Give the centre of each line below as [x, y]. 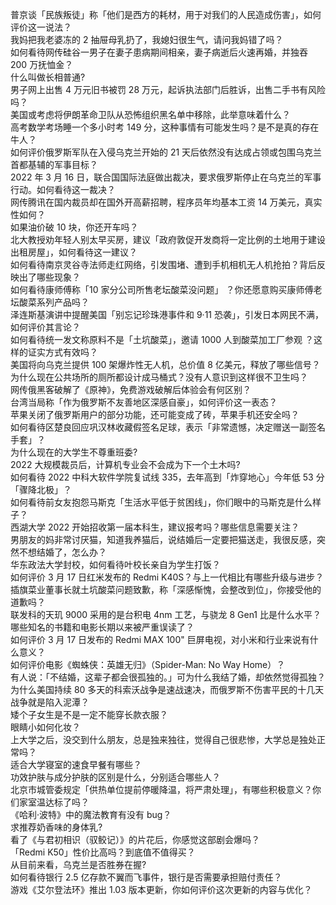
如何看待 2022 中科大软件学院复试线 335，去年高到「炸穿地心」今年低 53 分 [167, 477]
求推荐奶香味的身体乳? [56, 827]
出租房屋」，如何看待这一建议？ [74, 252]
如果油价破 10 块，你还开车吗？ [74, 227]
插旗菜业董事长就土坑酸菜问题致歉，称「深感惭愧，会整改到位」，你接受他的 [166, 589]
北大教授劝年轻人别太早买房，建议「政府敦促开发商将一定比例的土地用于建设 [168, 239]
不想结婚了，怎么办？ [62, 552]
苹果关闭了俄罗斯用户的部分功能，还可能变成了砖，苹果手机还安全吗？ [155, 414]
